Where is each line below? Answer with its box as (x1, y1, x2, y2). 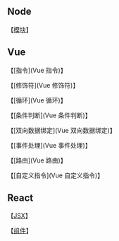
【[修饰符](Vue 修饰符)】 (7, 81, 80, 89)
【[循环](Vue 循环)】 (7, 95, 67, 105)
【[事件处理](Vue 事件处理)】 (7, 141, 92, 149)
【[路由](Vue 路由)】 (7, 155, 67, 165)
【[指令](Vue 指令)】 (7, 66, 67, 74)
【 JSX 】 (7, 211, 32, 220)
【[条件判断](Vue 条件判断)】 (7, 111, 92, 119)
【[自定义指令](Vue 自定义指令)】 (7, 171, 104, 180)
